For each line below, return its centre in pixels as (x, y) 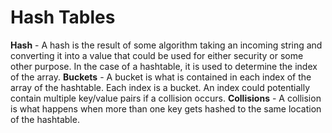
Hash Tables (63, 17)
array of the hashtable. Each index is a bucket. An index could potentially (160, 87)
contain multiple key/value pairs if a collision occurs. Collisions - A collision (166, 98)
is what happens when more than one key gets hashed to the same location (166, 108)
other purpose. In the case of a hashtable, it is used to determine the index (164, 66)
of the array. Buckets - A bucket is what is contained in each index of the (161, 77)
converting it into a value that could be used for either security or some (157, 55)
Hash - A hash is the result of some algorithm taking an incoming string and (166, 45)
